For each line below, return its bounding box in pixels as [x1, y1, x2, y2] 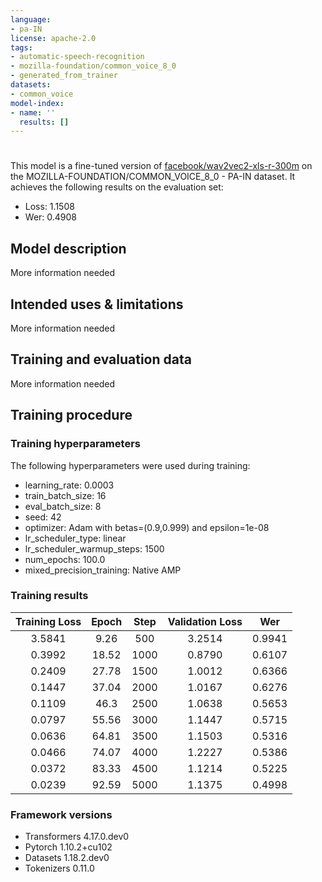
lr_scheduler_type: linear [24, 532, 127, 544]
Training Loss [15, 614, 82, 628]
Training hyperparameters [10, 437, 141, 451]
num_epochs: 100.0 [24, 553, 106, 565]
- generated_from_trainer [10, 71, 118, 81]
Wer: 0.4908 [24, 211, 78, 223]
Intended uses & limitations [10, 296, 184, 313]
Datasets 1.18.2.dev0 [24, 852, 110, 864]
